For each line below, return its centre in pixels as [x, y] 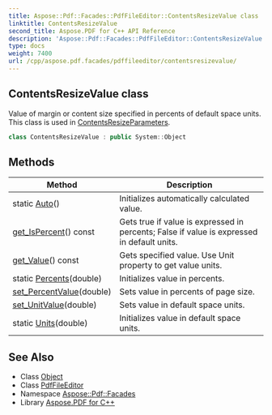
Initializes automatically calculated [184, 199]
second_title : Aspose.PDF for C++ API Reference [92, 31]
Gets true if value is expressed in [182, 222]
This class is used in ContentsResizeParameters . [89, 122]
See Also [31, 357]
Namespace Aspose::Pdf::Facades [78, 394]
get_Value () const [46, 260]
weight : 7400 [30, 53]
